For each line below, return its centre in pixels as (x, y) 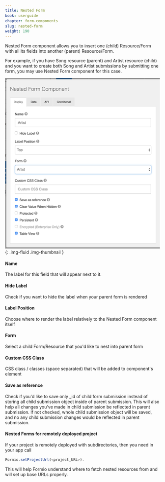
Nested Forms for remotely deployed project (51, 434)
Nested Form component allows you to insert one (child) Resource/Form (78, 46)
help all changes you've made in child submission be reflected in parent (78, 407)
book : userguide (22, 16)
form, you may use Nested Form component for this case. (63, 71)
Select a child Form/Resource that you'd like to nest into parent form (74, 347)
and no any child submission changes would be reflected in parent (72, 417)
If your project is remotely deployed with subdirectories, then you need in (79, 445)
